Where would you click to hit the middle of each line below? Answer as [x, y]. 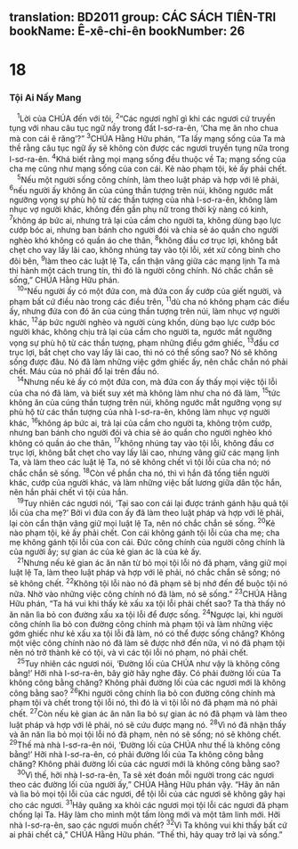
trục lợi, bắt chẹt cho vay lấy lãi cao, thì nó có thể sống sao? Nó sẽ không [143, 352]
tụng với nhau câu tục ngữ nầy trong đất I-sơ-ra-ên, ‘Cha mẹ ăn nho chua [144, 127]
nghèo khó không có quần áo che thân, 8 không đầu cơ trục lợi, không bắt [144, 240]
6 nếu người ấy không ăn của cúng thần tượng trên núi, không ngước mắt [141, 190]
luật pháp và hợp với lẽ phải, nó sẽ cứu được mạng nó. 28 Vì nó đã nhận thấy [148, 723]
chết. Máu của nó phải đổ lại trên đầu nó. [85, 371]
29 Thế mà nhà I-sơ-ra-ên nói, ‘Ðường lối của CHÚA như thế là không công [145, 744]
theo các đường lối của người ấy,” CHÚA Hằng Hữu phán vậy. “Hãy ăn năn [145, 784]
